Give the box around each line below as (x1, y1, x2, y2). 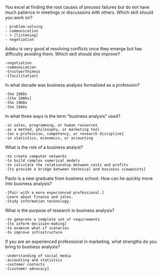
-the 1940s (5, 104, 27, 109)
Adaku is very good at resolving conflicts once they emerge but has (5, 46, 142, 51)
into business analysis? (5, 181, 52, 186)
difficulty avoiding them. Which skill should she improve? (5, 51, 120, 57)
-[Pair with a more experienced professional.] (5, 190, 105, 195)
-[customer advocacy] (5, 266, 50, 271)
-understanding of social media (5, 253, 71, 258)
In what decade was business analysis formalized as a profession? (5, 82, 140, 88)
